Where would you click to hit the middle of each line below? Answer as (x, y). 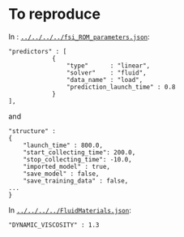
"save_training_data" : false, (76, 181)
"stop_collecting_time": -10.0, (77, 159)
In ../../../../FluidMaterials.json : (70, 210)
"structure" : (32, 131)
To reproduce (55, 14)
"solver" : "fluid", (107, 73)
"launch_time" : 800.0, (63, 145)
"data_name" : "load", (105, 80)
